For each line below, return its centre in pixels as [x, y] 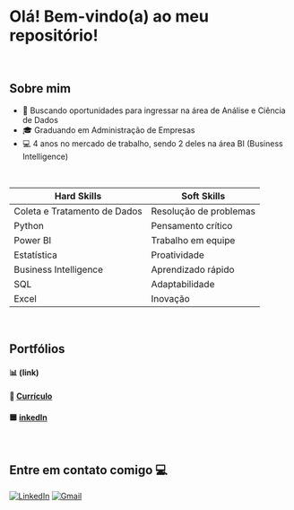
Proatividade [177, 255]
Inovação [170, 298]
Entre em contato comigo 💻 [89, 470]
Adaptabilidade [183, 284]
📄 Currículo [31, 396]
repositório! [54, 35]
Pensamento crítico [192, 225]
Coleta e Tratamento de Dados [78, 211]
